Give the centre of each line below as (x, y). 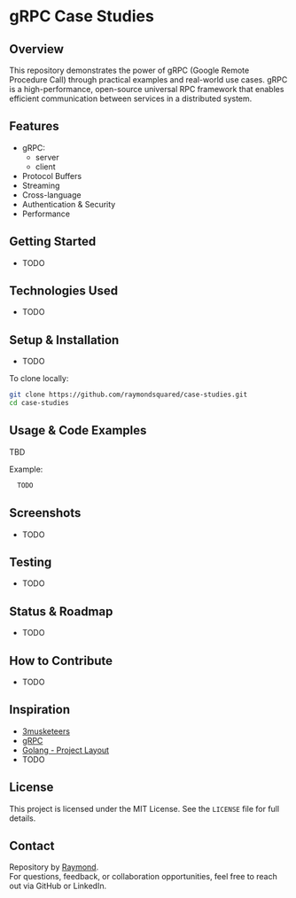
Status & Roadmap (61, 611)
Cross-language (51, 195)
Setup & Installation (64, 340)
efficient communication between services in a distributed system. (131, 98)
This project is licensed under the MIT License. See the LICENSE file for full (144, 808)
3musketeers (46, 731)
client (45, 167)
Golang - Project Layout (65, 750)
